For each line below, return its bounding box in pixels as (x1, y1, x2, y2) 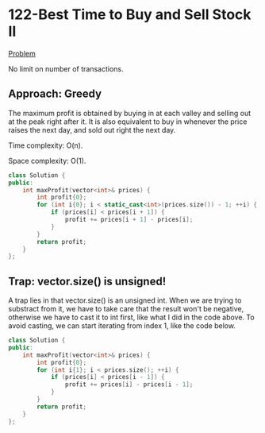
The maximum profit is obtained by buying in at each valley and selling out (8, 108, 252, 118)
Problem (8, 48, 36, 58)
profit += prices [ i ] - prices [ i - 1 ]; (64, 381, 194, 389)
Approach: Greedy (8, 87, 102, 101)
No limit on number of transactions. (8, 64, 124, 73)
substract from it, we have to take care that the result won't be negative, (8, 304, 244, 314)
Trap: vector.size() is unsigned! (8, 274, 167, 288)
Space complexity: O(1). (8, 156, 86, 165)
